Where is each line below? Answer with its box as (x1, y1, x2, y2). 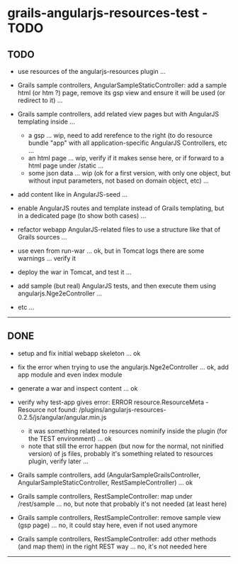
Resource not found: (17, 405, 78, 413)
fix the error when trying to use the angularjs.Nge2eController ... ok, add (17, 362, 229, 371)
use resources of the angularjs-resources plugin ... (17, 67, 166, 75)
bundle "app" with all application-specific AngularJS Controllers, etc (28, 139, 228, 147)
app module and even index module (17, 370, 123, 379)
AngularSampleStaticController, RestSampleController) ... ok (17, 478, 193, 487)
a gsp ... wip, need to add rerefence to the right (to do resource (28, 131, 212, 139)
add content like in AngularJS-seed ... (17, 190, 127, 198)
